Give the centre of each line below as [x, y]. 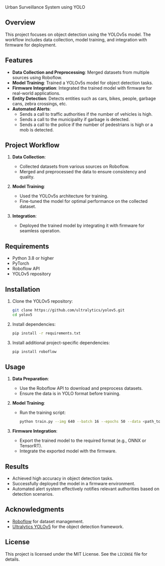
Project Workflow [32, 145]
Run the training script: [42, 412]
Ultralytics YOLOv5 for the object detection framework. [68, 527]
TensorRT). [31, 446]
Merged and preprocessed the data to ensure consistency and [83, 172]
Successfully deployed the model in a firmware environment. [74, 484]
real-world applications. [36, 93]
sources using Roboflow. [37, 77]
